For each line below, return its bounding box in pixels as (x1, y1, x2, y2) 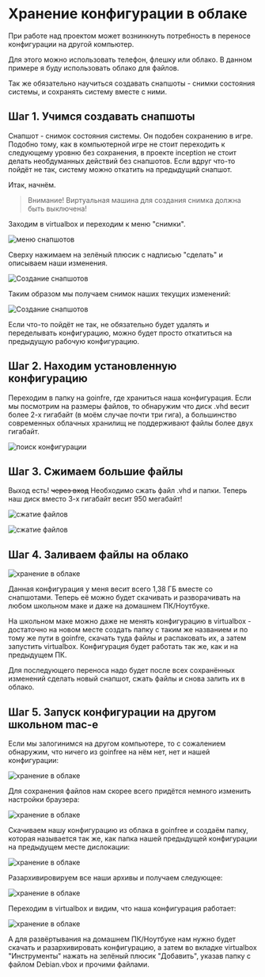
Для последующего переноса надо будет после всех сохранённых (8, 666, 236, 675)
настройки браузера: (8, 795, 80, 804)
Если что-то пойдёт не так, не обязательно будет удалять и (8, 319, 210, 329)
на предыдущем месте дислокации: (8, 842, 131, 852)
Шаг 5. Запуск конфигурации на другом (8, 705, 217, 719)
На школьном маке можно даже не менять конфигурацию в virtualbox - (8, 616, 252, 626)
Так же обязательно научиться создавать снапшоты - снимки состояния (8, 78, 256, 88)
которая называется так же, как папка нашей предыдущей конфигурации (8, 834, 258, 843)
